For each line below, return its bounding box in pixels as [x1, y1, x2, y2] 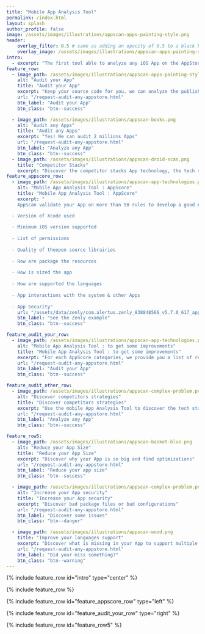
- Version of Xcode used [12, 213, 75, 219]
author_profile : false [6, 26, 64, 32]
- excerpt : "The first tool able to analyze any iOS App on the [12, 60, 179, 66]
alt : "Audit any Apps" [17, 122, 75, 128]
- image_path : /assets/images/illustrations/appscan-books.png [12, 117, 176, 123]
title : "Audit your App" [17, 83, 81, 89]
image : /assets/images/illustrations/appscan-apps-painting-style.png [6, 32, 190, 38]
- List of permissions [12, 236, 70, 242]
